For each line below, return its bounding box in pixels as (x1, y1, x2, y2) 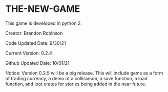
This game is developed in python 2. (5, 20, 82, 26)
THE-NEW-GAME (5, 3, 80, 15)
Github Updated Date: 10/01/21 (5, 60, 70, 66)
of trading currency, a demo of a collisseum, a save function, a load (5, 75, 148, 81)
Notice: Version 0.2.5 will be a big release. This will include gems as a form (5, 70, 163, 76)
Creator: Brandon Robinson (5, 30, 63, 36)
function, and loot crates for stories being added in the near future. (5, 81, 146, 87)
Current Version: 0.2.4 (5, 50, 52, 56)
